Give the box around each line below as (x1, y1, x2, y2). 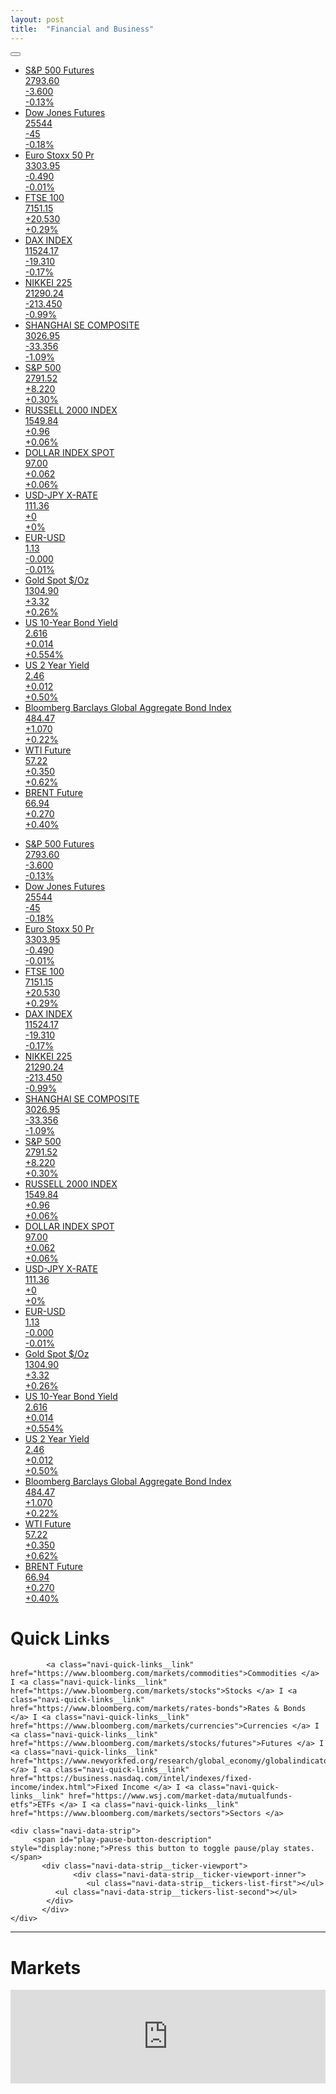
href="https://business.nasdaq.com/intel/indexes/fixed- (10, 1774, 253, 1784)
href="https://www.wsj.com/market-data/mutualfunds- (68, 1791, 293, 1801)
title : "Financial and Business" (10, 24, 155, 34)
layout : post (10, 14, 65, 25)
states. (283, 1844, 315, 1854)
